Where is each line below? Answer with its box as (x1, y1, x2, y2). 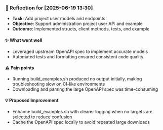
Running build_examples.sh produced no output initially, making (12, 76, 142, 81)
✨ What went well (5, 37, 42, 43)
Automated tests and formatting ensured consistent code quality (12, 53, 144, 59)
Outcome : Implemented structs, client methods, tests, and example (12, 26, 150, 32)
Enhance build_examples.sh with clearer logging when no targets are (12, 108, 153, 114)
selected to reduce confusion (12, 114, 73, 120)
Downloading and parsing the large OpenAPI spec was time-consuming (12, 86, 158, 92)
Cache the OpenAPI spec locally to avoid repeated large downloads (12, 119, 150, 125)
